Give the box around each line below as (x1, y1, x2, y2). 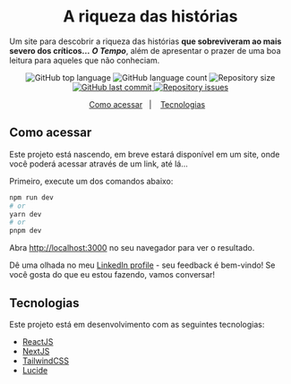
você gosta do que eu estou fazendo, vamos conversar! (9, 269, 216, 280)
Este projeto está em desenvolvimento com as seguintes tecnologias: (9, 319, 265, 329)
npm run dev (9, 192, 54, 202)
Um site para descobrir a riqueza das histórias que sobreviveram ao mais (9, 36, 282, 47)
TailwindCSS (21, 355, 70, 366)
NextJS (21, 346, 50, 356)
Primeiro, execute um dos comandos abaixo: (9, 175, 174, 186)
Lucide (21, 364, 48, 375)
